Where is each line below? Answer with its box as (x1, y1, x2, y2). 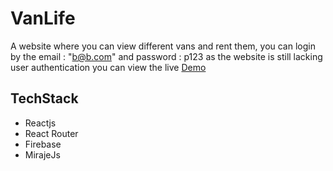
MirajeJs (24, 148, 61, 161)
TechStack (10, 90, 79, 107)
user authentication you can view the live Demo (10, 61, 207, 73)
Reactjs (24, 117, 57, 129)
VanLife (10, 7, 76, 30)
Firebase (24, 138, 62, 150)
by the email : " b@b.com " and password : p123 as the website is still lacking (10, 50, 323, 62)
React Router (24, 127, 79, 139)
